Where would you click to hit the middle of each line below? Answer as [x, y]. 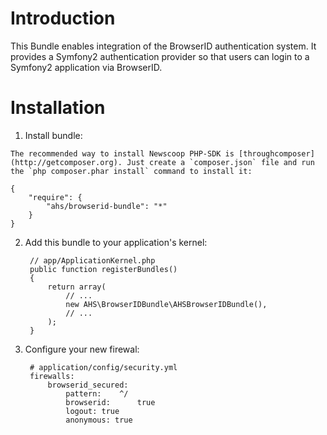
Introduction [63, 18]
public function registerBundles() [103, 269]
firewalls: [52, 376]
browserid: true [110, 402]
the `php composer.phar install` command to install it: [131, 171]
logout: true [92, 411]
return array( [77, 287]
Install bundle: [53, 135]
